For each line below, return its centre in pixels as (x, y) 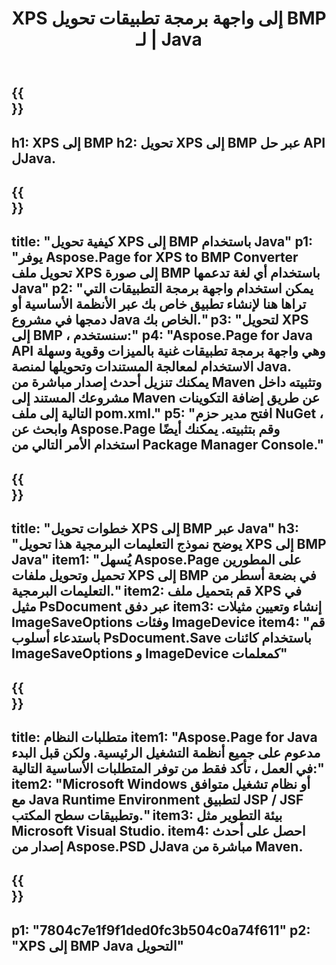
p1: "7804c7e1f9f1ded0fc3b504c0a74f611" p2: (161, 930)
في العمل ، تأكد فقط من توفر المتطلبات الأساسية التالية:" (168, 768)
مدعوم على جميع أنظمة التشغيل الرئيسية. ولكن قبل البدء (166, 752)
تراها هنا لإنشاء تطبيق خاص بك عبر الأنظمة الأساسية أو (159, 304)
